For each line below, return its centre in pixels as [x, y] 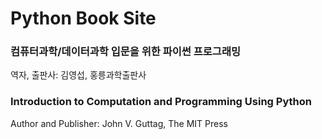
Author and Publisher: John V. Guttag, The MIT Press [119, 123]
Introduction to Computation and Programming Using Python [161, 102]
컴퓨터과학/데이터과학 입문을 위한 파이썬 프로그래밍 [126, 52]
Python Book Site [83, 18]
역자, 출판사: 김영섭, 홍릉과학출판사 [78, 75]
